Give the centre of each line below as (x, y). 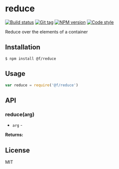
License (18, 150)
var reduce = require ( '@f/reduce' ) (42, 85)
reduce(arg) (20, 114)
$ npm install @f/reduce (31, 59)
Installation (23, 47)
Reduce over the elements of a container (46, 32)
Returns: (14, 135)
